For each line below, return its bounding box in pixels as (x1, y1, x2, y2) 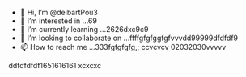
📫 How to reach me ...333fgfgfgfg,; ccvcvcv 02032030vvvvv (19, 43, 227, 51)
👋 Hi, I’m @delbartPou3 (19, 8, 99, 17)
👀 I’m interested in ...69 (19, 16, 97, 26)
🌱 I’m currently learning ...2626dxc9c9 (19, 25, 149, 34)
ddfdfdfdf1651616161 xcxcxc (8, 61, 102, 70)
